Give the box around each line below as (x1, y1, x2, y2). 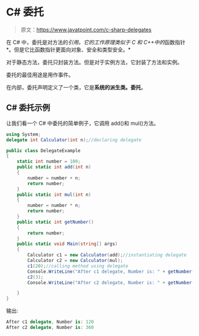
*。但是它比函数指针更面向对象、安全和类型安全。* (6, 46, 131, 53)
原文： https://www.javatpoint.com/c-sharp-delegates (20, 26, 152, 33)
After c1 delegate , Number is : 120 (6, 319, 94, 325)
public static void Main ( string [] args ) (17, 241, 118, 247)
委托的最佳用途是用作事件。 (6, 71, 74, 78)
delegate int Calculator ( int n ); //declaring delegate (6, 137, 142, 143)
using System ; (6, 131, 41, 137)
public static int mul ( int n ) (17, 192, 92, 198)
